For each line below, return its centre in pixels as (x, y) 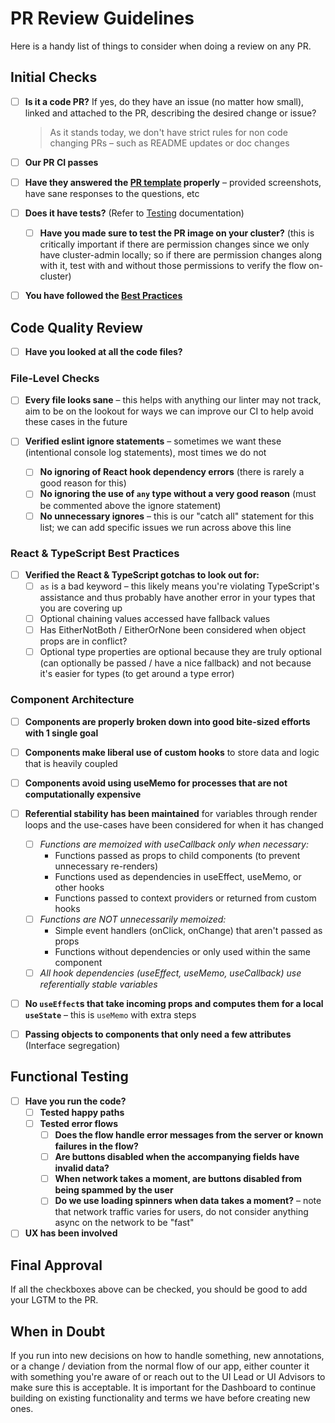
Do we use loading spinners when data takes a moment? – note (188, 1201)
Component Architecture (72, 700)
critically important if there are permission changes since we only (174, 244)
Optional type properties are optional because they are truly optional (180, 652)
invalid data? (82, 1168)
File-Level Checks (55, 378)
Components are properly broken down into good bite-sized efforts (167, 721)
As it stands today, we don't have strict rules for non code (168, 132)
